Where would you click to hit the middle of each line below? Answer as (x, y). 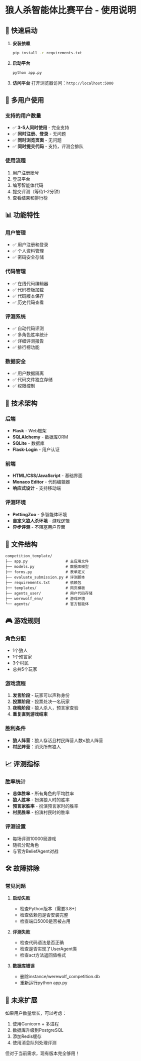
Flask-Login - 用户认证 (36, 449)
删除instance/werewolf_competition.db (60, 977)
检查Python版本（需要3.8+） (49, 909)
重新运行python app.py (43, 983)
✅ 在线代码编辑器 (30, 283)
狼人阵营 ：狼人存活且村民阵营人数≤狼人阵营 (58, 740)
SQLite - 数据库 (28, 443)
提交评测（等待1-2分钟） (37, 191)
